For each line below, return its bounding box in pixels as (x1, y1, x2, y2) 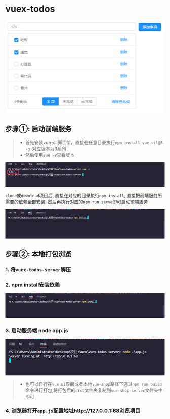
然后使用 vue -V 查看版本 (25, 152, 75, 158)
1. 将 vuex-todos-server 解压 (5, 266, 71, 273)
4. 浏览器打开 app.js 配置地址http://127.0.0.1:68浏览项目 (5, 407, 141, 414)
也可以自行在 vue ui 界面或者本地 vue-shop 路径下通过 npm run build (25, 381, 162, 387)
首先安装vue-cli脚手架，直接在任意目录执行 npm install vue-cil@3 (25, 139, 163, 145)
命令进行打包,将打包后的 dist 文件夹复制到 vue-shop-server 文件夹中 (25, 387, 163, 393)
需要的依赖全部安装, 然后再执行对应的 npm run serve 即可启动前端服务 (5, 199, 148, 205)
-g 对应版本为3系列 (25, 145, 66, 152)
